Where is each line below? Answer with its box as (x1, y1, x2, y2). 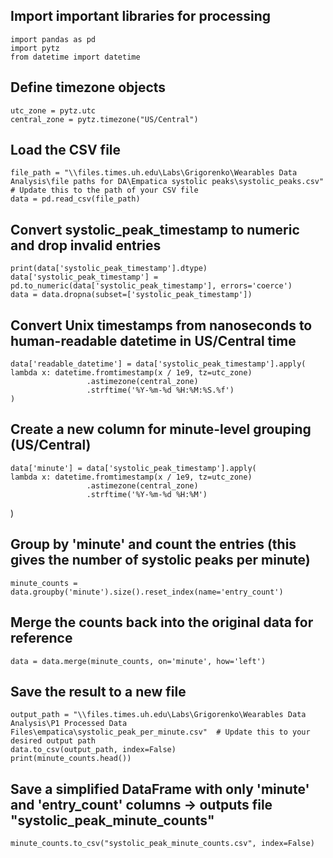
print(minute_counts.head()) (10, 754, 132, 764)
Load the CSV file (10, 142, 122, 159)
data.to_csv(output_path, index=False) (10, 745, 177, 755)
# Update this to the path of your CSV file (10, 185, 199, 196)
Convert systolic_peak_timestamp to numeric (10, 221, 300, 238)
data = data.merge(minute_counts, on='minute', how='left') (10, 656, 267, 666)
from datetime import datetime (10, 52, 141, 62)
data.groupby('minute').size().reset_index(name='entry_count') (10, 587, 284, 597)
